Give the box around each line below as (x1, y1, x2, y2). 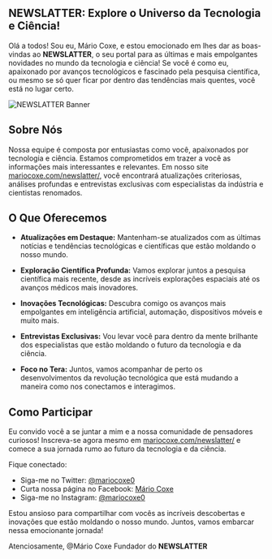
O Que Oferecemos (8, 211, 107, 226)
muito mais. (19, 316, 59, 325)
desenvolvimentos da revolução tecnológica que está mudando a (19, 373, 239, 383)
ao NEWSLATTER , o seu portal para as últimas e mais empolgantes (32, 49, 258, 59)
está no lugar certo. (8, 84, 75, 93)
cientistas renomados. (8, 187, 83, 197)
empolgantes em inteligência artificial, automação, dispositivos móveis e (19, 307, 263, 317)
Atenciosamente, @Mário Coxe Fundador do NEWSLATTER (8, 541, 208, 551)
